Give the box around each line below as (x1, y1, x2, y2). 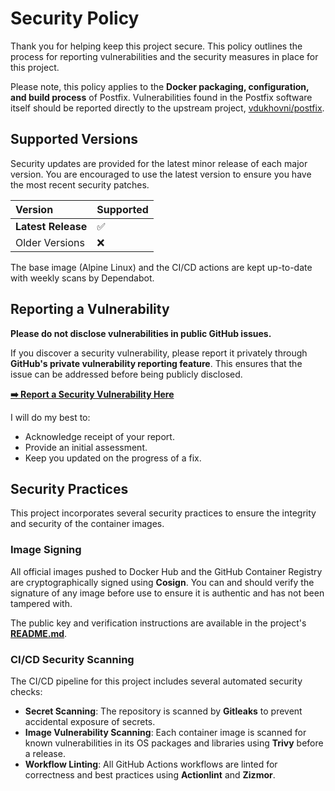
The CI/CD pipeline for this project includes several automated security (10, 675, 303, 687)
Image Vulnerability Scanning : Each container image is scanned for (24, 726, 307, 738)
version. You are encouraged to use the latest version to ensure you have (10, 168, 312, 180)
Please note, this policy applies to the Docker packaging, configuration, (10, 80, 310, 92)
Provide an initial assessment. (24, 441, 148, 453)
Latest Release (15, 219, 88, 233)
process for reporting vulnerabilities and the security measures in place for (10, 50, 319, 62)
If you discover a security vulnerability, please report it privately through (10, 347, 308, 359)
